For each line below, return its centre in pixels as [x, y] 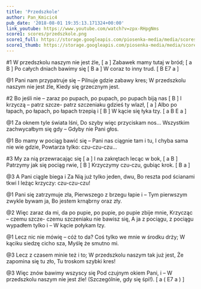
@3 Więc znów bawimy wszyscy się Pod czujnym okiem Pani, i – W [89, 273]
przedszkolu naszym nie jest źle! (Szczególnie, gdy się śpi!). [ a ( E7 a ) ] [95, 279]
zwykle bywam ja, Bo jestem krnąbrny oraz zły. [64, 201]
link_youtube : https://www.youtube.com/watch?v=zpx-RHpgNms [83, 28]
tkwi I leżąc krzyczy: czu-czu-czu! [48, 183]
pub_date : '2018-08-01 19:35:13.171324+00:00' [65, 23]
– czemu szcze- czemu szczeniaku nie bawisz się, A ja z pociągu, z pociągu [100, 219]
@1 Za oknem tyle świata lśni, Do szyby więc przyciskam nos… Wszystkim [98, 122]
